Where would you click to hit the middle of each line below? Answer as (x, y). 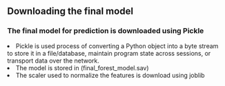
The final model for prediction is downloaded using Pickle (106, 31)
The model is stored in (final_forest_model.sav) (83, 67)
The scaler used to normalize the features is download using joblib (110, 75)
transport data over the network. (53, 61)
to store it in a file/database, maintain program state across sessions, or (109, 53)
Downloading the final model (70, 11)
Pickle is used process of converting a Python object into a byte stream (117, 46)
